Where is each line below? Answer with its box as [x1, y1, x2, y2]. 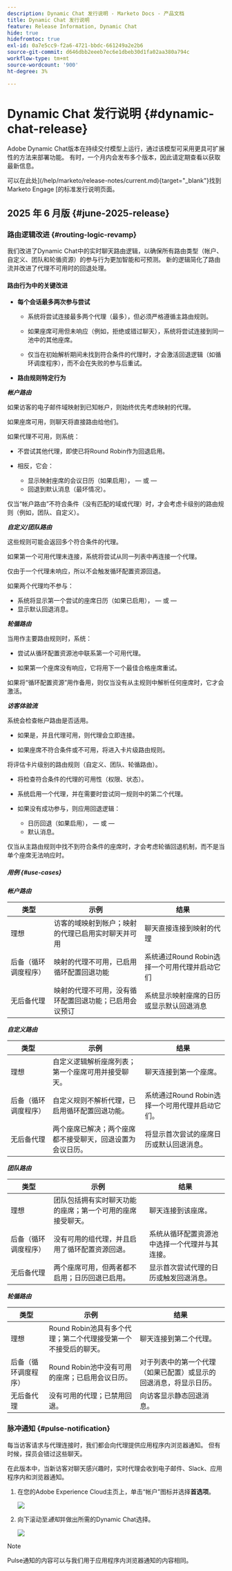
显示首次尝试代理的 [148, 1263, 212, 1273]
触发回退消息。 [162, 1273, 212, 1283]
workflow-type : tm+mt [7, 55, 70, 62]
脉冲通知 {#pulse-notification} [7, 1424, 110, 1434]
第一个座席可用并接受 [52, 1068, 122, 1077]
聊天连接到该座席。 [148, 1206, 212, 1215]
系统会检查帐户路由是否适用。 [7, 716, 92, 725]
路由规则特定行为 [17, 374, 66, 382]
